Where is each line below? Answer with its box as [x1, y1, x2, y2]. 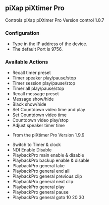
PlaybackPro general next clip [12, 179, 73, 185]
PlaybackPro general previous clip [12, 173, 83, 179]
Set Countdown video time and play [12, 107, 86, 113]
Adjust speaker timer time [12, 123, 65, 129]
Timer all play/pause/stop [12, 85, 64, 91]
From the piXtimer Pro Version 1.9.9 [12, 132, 85, 138]
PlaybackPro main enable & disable [12, 152, 84, 158]
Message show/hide [12, 96, 54, 102]
